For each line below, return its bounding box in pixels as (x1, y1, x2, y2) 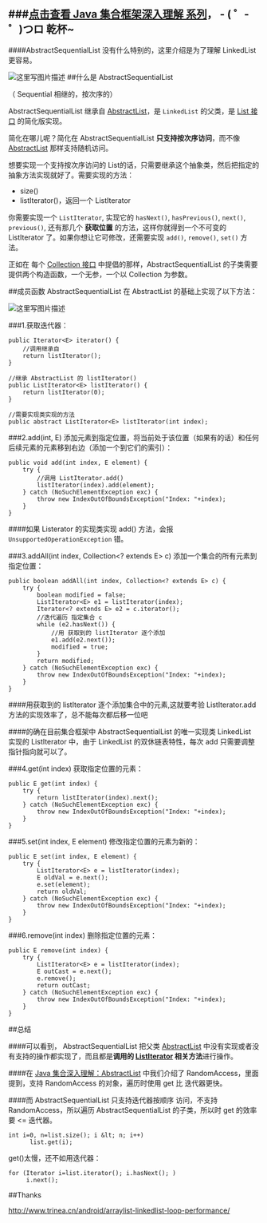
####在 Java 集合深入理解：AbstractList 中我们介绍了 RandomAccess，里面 (8, 1068, 259, 1078)
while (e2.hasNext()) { (37, 620, 116, 629)
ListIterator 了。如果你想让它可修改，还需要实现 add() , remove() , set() (8, 232, 239, 242)
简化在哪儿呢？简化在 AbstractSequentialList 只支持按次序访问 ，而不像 (8, 133, 241, 142)
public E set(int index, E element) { (8, 852, 137, 860)
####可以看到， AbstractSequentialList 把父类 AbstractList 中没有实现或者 (8, 1041, 253, 1050)
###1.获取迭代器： (8, 320, 69, 330)
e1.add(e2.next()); (50, 636, 116, 644)
